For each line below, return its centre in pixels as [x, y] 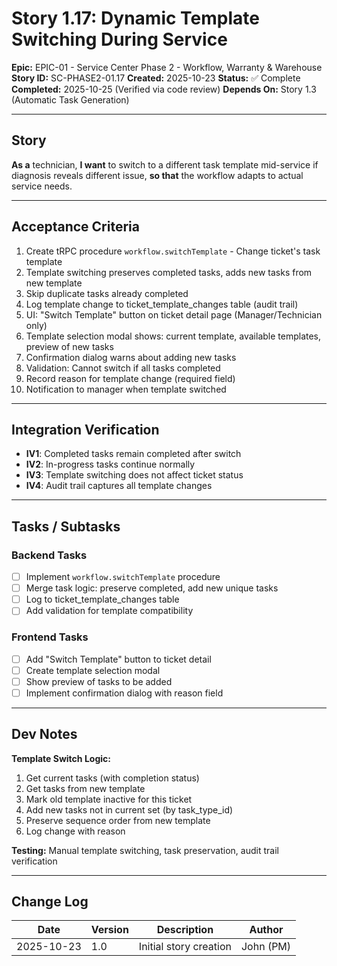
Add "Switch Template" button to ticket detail [118, 659]
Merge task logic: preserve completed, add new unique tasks [152, 588]
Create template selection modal [93, 670]
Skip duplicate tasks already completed [107, 293]
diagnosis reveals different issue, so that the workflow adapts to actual [157, 175]
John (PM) [266, 947]
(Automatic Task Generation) [70, 99]
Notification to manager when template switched [126, 389]
